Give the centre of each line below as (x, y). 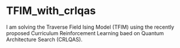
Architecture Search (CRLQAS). (45, 39)
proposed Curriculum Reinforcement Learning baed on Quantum (85, 33)
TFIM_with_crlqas (51, 11)
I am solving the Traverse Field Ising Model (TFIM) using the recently (90, 27)
